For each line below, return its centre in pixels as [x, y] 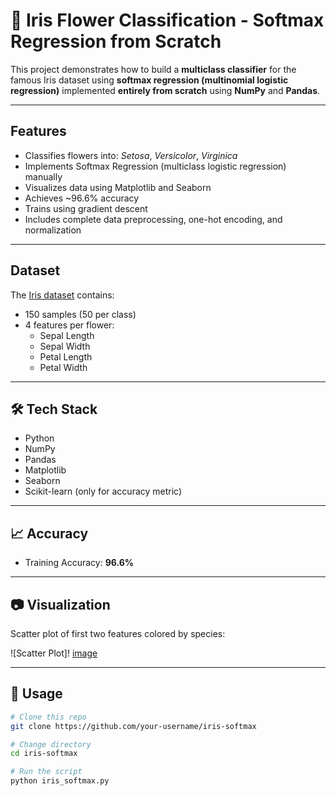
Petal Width [63, 367]
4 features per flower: [69, 325]
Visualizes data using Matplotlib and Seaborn [118, 187]
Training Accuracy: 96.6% [79, 563]
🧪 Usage [36, 694]
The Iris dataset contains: [62, 295]
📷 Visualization [60, 604]
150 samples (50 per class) [80, 314]
